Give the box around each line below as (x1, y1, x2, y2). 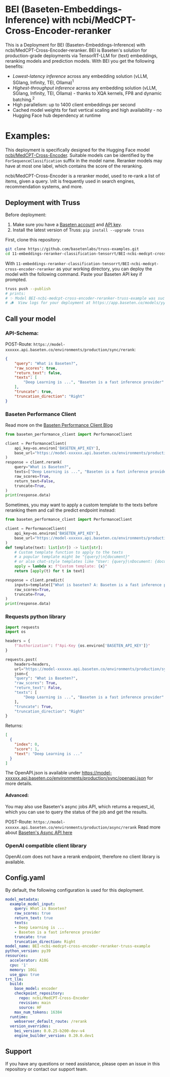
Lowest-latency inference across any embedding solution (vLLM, (12, 73, 148, 79)
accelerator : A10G (10, 958, 49, 963)
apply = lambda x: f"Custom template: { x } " (14, 564, 108, 569)
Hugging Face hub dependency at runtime (12, 112, 101, 118)
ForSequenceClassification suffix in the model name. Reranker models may (5, 158, 163, 164)
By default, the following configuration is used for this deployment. (5, 887, 144, 893)
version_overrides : (10, 1024, 51, 1029)
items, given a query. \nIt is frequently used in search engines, (5, 178, 136, 184)
